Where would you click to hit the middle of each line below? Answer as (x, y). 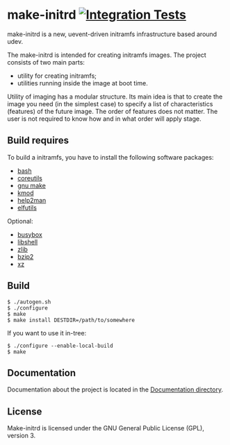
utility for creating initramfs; (57, 76)
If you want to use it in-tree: (47, 333)
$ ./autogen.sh (29, 302)
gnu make (32, 185)
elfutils (27, 208)
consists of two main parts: (46, 62)
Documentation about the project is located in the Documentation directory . (115, 389)
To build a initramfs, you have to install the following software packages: (110, 157)
